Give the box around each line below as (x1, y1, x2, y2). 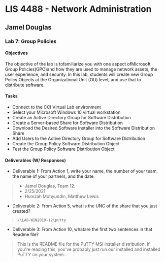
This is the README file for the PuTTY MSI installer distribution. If (17, 241, 150, 247)
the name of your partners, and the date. (12, 173, 95, 179)
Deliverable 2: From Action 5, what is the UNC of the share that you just (12, 203, 158, 209)
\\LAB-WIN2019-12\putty (17, 218, 66, 223)
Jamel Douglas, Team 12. (24, 183, 75, 189)
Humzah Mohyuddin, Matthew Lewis (24, 194, 99, 199)
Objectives (5, 50, 28, 56)
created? (12, 208, 31, 214)
